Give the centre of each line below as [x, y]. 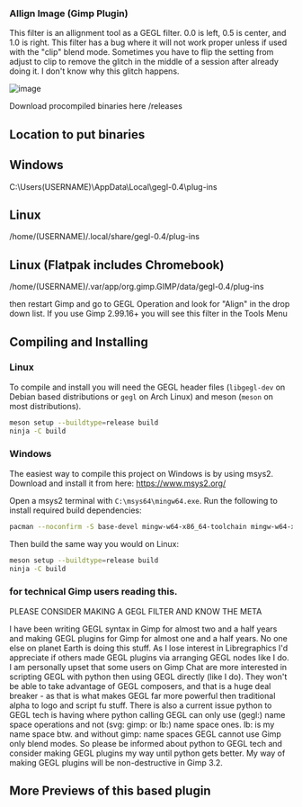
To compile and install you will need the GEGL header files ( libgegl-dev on [147, 387]
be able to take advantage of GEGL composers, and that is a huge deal [140, 686]
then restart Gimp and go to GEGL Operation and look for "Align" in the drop [150, 304]
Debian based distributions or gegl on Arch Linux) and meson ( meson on [142, 396]
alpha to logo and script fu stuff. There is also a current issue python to [141, 705]
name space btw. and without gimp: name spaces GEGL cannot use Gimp [145, 734]
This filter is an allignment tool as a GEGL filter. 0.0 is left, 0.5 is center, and [148, 33]
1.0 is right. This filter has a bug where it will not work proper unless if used [148, 42]
